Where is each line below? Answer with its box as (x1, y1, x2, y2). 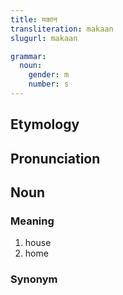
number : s (28, 79, 70, 90)
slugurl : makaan (10, 33, 78, 43)
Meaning (10, 214, 55, 228)
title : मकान (10, 14, 58, 25)
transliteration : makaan (10, 24, 114, 34)
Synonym (10, 272, 58, 286)
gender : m (28, 70, 70, 80)
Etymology (10, 116, 80, 133)
